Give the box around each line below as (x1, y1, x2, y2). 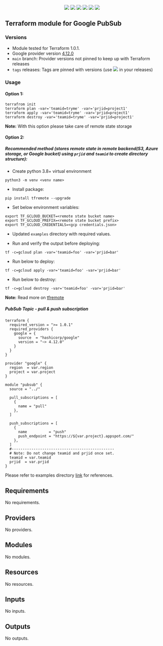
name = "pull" (18, 404, 47, 409)
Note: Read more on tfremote (5, 295, 64, 300)
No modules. (5, 554, 31, 560)
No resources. (5, 581, 34, 587)
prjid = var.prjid (9, 460, 49, 464)
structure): (5, 156, 28, 161)
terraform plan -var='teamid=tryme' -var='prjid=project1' (5, 106, 128, 111)
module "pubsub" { (5, 382, 42, 388)
